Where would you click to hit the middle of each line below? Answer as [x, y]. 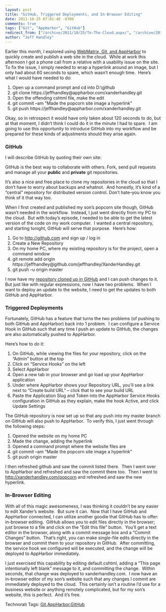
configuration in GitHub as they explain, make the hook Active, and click [85, 401]
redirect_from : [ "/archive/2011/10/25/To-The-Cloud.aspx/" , [68, 33]
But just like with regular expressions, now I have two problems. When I [78, 284]
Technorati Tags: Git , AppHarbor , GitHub [45, 604]
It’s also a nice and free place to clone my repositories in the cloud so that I [81, 182]
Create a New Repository [38, 243]
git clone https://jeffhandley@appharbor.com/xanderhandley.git [77, 93]
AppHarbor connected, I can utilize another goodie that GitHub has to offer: [82, 516]
